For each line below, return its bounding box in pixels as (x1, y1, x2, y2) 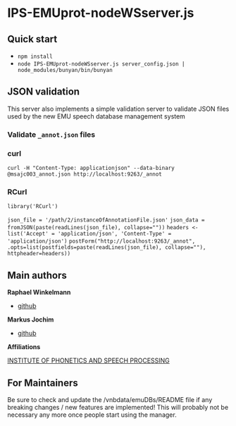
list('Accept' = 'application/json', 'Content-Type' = (7, 231, 172, 238)
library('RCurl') (7, 203, 58, 210)
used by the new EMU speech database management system (7, 111, 185, 121)
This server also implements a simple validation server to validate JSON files (7, 104, 230, 113)
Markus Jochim (7, 315, 54, 324)
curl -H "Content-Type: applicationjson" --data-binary (7, 164, 175, 172)
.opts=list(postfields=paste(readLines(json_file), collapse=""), (7, 244, 206, 251)
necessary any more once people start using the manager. (7, 410, 178, 419)
